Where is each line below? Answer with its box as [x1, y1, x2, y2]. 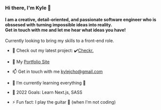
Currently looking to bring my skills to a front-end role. [5, 38, 114, 44]
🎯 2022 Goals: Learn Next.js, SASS [12, 89, 82, 95]
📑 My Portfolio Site [12, 59, 50, 65]
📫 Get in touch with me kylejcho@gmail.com [12, 68, 103, 75]
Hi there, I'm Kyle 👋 [5, 4, 51, 11]
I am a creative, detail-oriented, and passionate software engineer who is [5, 17, 157, 22]
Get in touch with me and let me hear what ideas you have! [5, 27, 126, 33]
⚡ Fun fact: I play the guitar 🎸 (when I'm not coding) [12, 99, 116, 105]
